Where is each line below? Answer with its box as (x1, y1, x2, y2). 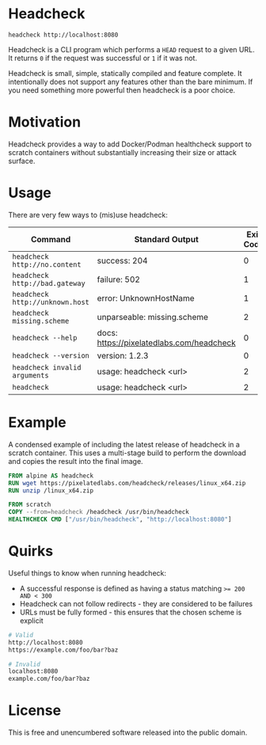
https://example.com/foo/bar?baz (8, 646, 119, 654)
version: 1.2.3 (97, 350, 149, 361)
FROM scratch (8, 500, 51, 509)
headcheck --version (12, 351, 89, 360)
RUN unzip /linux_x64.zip (8, 486, 93, 495)
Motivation (8, 113, 82, 131)
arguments (12, 371, 49, 380)
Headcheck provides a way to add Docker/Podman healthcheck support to (8, 139, 252, 149)
